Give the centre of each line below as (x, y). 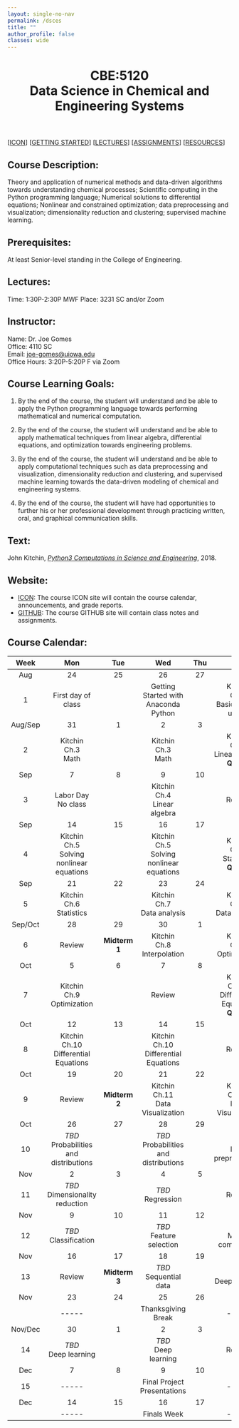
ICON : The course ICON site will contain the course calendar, (107, 597)
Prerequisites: (39, 242)
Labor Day (72, 795)
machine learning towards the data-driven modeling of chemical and (118, 481)
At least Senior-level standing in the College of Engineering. (95, 259)
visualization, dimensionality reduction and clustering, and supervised (120, 474)
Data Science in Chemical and (119, 91)
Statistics (72, 912)
